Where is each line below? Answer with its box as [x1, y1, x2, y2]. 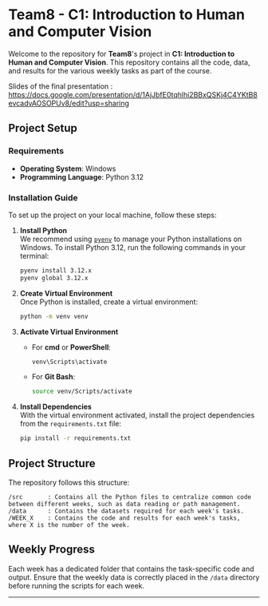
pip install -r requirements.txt [19, 434, 132, 442]
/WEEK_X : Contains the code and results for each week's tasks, [8, 513, 241, 522]
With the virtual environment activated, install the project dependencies [19, 410, 255, 420]
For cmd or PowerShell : [31, 342, 112, 352]
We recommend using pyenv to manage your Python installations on [19, 234, 242, 244]
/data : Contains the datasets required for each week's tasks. [8, 507, 245, 515]
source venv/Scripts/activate [31, 387, 133, 396]
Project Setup [8, 121, 78, 135]
